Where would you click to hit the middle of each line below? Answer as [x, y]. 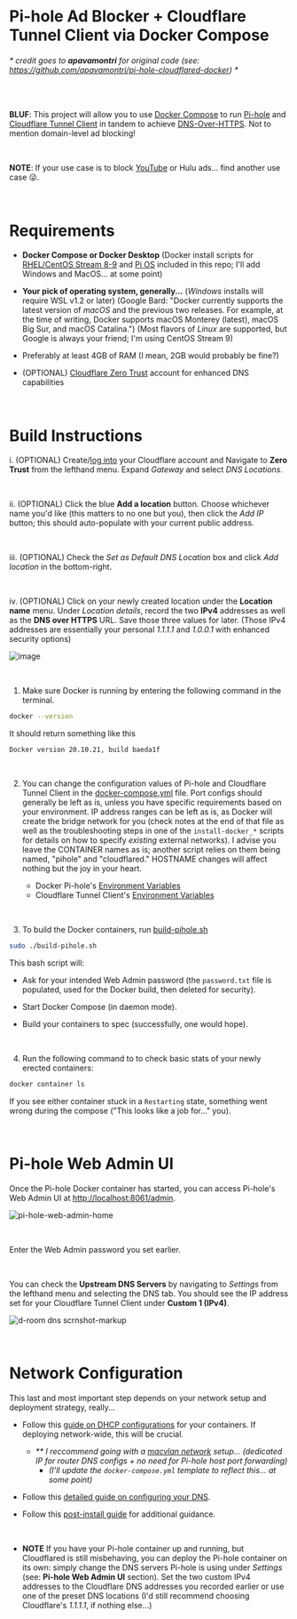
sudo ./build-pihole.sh [53, 946]
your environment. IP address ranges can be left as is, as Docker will [147, 812]
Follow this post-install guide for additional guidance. [118, 1514]
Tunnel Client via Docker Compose [139, 35]
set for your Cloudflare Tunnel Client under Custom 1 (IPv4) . [119, 1302]
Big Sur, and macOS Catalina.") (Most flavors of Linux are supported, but [154, 329]
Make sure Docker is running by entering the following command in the [152, 691]
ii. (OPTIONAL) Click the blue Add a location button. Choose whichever [140, 504]
